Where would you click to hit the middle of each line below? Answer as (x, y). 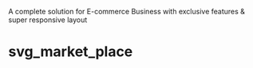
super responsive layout (48, 20)
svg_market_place (71, 52)
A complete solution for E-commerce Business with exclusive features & (127, 11)
